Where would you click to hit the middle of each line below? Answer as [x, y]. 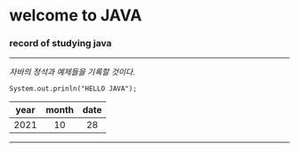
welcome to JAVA [76, 16]
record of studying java [61, 44]
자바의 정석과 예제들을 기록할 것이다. [72, 72]
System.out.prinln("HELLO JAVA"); [73, 89]
